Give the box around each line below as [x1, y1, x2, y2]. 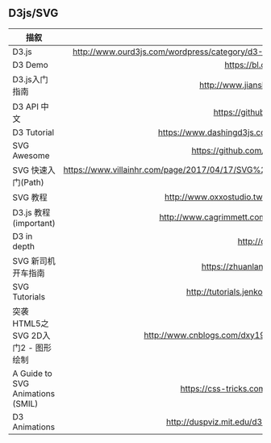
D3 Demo [12, 59, 48, 70]
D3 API [12, 101, 39, 112]
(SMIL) [12, 398, 39, 409]
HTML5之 [12, 318, 50, 329]
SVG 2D [12, 330, 43, 341]
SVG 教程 [12, 191, 48, 203]
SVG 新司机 [12, 255, 56, 266]
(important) [12, 217, 56, 228]
